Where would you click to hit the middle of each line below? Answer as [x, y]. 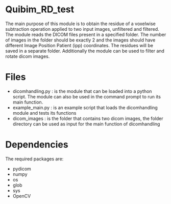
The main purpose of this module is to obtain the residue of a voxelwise [80, 24]
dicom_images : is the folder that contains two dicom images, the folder [88, 118]
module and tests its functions [44, 113]
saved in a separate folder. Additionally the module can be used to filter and [85, 51]
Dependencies [37, 145]
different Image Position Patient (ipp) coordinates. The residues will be [79, 45]
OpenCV [22, 196]
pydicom [22, 169]
